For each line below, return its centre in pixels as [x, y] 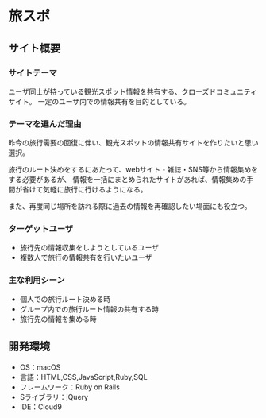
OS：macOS [40, 367]
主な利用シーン [37, 281]
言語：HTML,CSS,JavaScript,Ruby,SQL [84, 377]
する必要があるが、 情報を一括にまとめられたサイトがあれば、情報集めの [127, 180]
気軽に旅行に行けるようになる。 [95, 190]
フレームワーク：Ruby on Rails [70, 387]
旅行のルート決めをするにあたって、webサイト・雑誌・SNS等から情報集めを [133, 170]
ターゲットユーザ [41, 229]
